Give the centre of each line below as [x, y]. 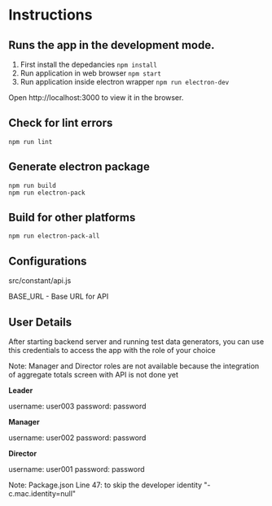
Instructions [50, 15]
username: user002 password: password [77, 438]
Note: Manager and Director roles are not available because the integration [134, 366]
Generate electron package [79, 167]
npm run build [33, 185]
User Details [40, 322]
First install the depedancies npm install [88, 64]
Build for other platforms [72, 218]
